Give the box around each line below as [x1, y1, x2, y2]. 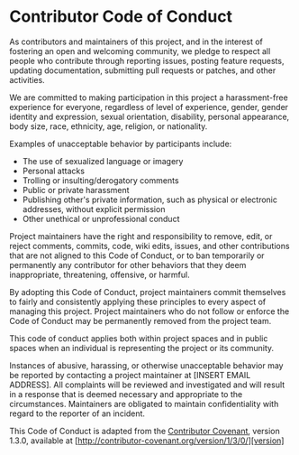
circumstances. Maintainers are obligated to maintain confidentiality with [9, 398, 279, 409]
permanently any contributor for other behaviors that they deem [9, 259, 247, 270]
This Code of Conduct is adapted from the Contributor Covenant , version [9, 425, 281, 436]
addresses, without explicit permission [22, 203, 166, 214]
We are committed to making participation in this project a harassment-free [9, 92, 288, 103]
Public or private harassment [22, 184, 130, 195]
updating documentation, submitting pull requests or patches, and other [9, 65, 276, 76]
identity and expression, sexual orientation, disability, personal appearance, [9, 111, 290, 122]
